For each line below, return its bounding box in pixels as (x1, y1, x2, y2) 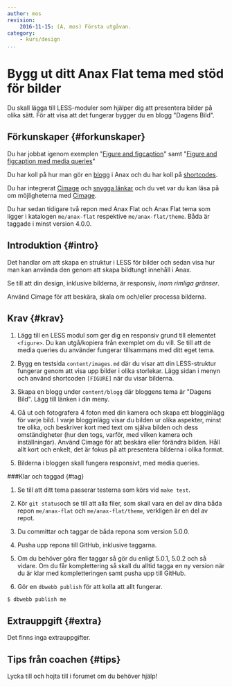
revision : (7, 17, 36, 24)
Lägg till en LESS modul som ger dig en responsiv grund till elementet (17, 331, 216, 339)
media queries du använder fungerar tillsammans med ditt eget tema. (17, 345, 215, 354)
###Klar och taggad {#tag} (7, 472, 84, 480)
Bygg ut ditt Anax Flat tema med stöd (7, 66, 224, 82)
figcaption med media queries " (7, 157, 96, 165)
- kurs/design (19, 36, 60, 43)
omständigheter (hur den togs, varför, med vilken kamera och (17, 430, 193, 438)
